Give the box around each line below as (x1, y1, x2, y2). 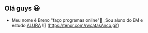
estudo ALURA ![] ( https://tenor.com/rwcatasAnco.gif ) (11, 22, 119, 28)
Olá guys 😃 (4, 4, 40, 13)
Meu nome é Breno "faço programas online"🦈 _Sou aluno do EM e (11, 17, 143, 23)
